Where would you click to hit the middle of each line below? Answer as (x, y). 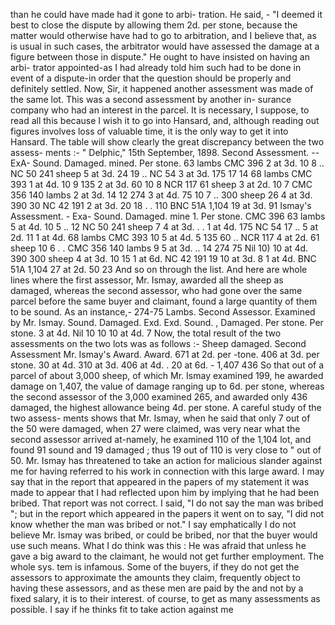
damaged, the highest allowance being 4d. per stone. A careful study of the (166, 407)
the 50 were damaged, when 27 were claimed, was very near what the (155, 428)
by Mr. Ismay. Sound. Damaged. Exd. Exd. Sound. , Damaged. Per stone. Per (167, 322)
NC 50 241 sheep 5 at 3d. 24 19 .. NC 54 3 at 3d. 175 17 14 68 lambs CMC (161, 173)
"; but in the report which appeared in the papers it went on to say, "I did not (167, 513)
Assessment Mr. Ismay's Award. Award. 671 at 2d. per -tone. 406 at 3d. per (165, 354)
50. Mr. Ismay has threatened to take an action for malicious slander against (166, 460)
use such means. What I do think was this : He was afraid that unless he (158, 545)
